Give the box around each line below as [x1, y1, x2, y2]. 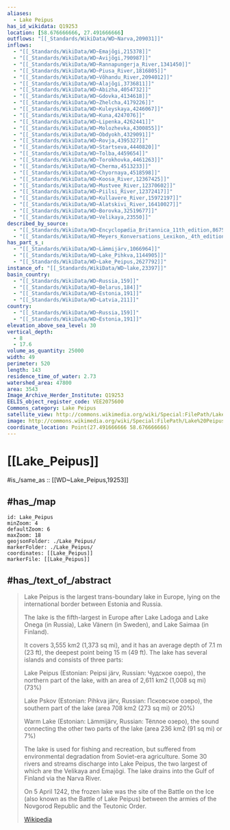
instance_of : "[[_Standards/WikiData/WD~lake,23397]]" [7, 264, 167, 271]
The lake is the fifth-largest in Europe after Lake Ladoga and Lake [23, 614, 209, 622]
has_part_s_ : [7, 239, 44, 247]
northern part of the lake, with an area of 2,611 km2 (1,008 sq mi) [23, 676, 207, 685]
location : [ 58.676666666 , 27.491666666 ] [7, 29, 125, 36]
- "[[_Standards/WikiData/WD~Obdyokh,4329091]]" [13, 131, 155, 138]
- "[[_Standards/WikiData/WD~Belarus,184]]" [13, 284, 142, 291]
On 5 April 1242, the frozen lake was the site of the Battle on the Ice [23, 788, 214, 796]
